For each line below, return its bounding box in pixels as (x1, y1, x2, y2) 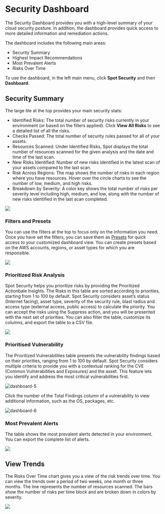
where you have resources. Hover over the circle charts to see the (12, 175, 147, 181)
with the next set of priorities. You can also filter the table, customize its (5, 314, 151, 320)
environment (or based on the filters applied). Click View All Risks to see (12, 122, 160, 128)
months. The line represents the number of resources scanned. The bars (5, 483, 153, 489)
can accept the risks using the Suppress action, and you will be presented (5, 309, 155, 315)
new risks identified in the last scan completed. (12, 196, 108, 202)
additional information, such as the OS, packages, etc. (5, 398, 115, 404)
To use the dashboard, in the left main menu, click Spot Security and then (5, 75, 155, 81)
